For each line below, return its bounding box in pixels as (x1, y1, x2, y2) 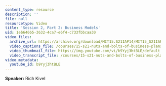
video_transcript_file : (9, 53, 58, 58)
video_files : (5, 35, 32, 40)
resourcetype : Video (5, 21, 48, 26)
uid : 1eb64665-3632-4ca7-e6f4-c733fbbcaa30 (5, 30, 96, 35)
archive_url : (9, 39, 37, 44)
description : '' (5, 12, 39, 17)
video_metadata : (5, 57, 39, 62)
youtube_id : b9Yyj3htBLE (9, 62, 61, 67)
